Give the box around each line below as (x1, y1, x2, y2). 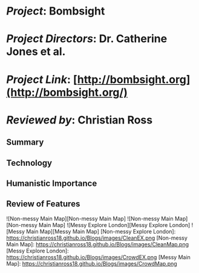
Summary (6, 137, 44, 148)
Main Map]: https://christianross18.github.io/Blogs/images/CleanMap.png (6, 240, 189, 248)
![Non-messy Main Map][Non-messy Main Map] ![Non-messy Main (6, 215, 174, 222)
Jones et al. (6, 45, 66, 59)
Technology (6, 157, 53, 168)
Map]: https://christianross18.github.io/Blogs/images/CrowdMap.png (6, 260, 177, 267)
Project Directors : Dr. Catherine (6, 32, 168, 46)
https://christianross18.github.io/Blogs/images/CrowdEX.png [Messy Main (6, 253, 191, 261)
